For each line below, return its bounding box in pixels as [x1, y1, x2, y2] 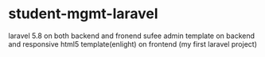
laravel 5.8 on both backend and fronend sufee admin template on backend [8, 31, 255, 40]
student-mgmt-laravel [8, 5, 158, 23]
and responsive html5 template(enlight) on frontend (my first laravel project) [8, 39, 257, 48]
